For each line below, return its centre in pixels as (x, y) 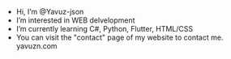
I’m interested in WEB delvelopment (75, 20)
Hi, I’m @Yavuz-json (50, 12)
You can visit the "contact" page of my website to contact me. (120, 37)
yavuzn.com (37, 46)
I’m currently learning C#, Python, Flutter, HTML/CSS (104, 29)
